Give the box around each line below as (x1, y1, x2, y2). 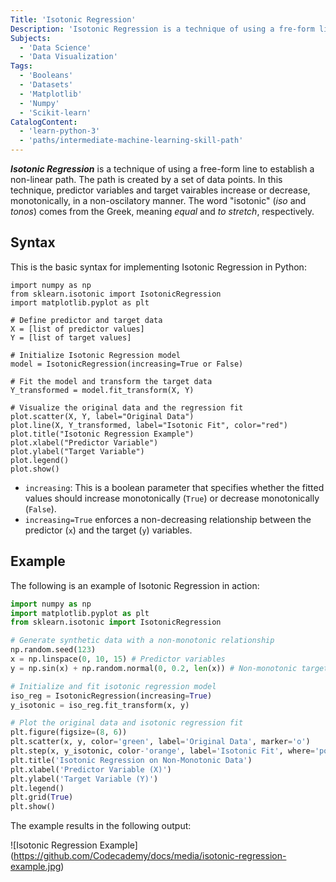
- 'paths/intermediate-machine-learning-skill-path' (19, 136, 244, 146)
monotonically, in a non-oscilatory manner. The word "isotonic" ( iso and (10, 195, 307, 206)
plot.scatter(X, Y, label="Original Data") (10, 411, 195, 421)
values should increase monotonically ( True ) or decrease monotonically (24, 492, 320, 504)
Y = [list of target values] (10, 332, 132, 343)
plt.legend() (10, 783, 65, 793)
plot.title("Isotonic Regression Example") (10, 429, 195, 439)
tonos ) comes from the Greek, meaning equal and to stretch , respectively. (10, 206, 315, 217)
